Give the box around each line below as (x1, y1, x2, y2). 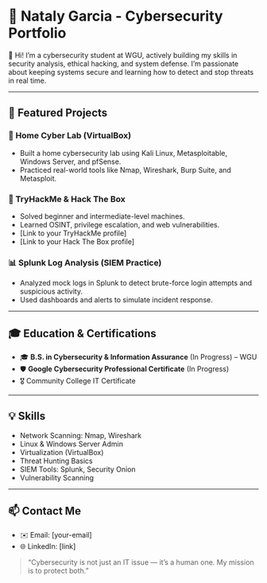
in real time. (8, 76, 47, 85)
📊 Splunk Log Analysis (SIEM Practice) (8, 257, 162, 268)
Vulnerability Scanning (19, 472, 94, 482)
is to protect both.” (27, 566, 89, 575)
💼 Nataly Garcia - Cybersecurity (8, 7, 223, 25)
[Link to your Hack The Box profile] (19, 236, 135, 246)
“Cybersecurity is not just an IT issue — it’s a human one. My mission (27, 557, 254, 567)
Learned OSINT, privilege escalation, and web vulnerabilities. (19, 220, 220, 229)
